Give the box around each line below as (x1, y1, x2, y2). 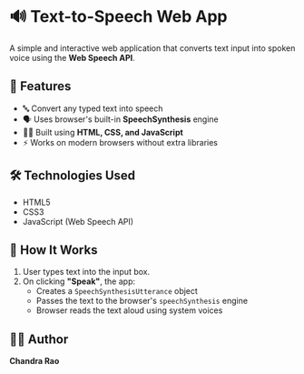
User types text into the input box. (22, 267, 151, 278)
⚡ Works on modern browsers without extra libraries (22, 136, 219, 147)
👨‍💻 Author (9, 331, 69, 347)
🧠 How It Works (9, 242, 98, 258)
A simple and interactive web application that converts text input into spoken (9, 42, 296, 54)
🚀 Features (9, 78, 72, 95)
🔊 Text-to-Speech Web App (9, 6, 228, 27)
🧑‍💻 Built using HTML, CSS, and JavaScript (22, 126, 183, 137)
